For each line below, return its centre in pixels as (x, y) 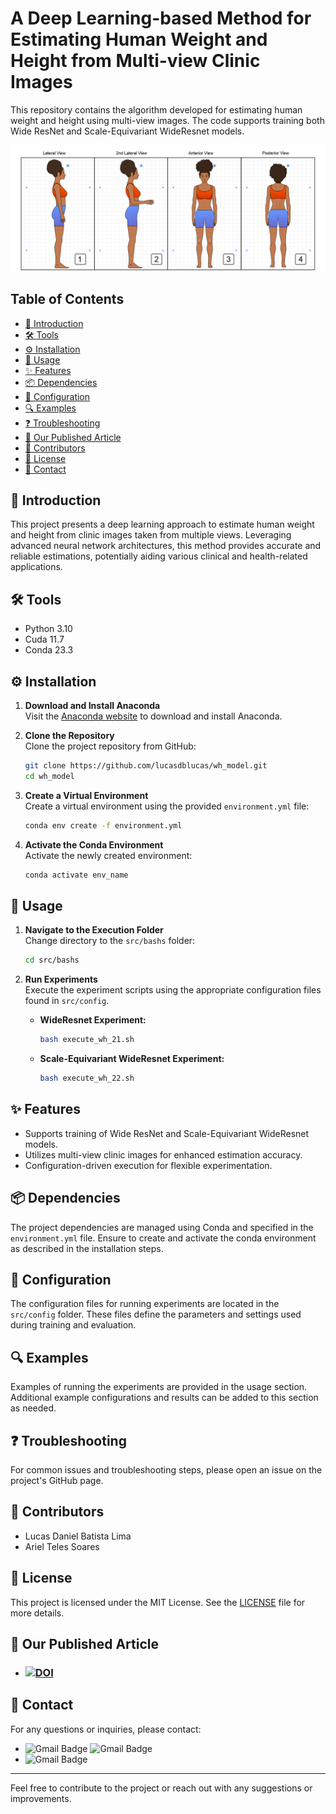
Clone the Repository (69, 735)
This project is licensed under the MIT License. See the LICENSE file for (158, 1602)
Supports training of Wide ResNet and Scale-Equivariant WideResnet (167, 1133)
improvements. (41, 1798)
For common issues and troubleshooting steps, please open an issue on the (166, 1469)
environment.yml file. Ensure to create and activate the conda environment (163, 1238)
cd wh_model (49, 776)
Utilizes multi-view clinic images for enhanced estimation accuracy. (163, 1154)
